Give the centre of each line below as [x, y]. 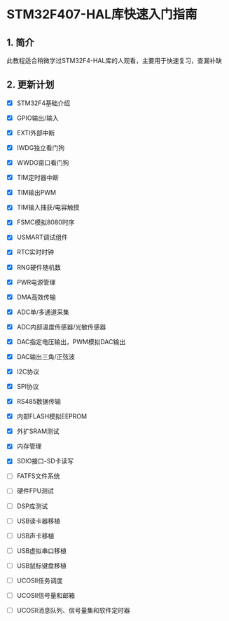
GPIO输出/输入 [37, 118]
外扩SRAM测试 [38, 431]
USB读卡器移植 [39, 521]
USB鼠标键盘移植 [42, 566]
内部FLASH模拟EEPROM [52, 416]
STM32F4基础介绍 [43, 103]
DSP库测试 [32, 506]
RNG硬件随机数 [39, 267]
